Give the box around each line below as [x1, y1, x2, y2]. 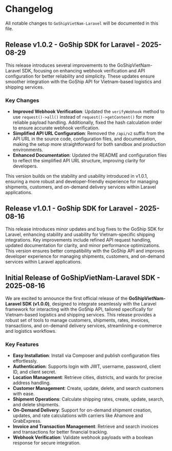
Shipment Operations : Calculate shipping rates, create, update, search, [12, 396, 164, 402]
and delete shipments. [12, 401, 60, 407]
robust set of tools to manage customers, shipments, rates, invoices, [5, 317, 150, 323]
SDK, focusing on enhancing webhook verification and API [21, 67, 145, 73]
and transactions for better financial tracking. [12, 428, 109, 435]
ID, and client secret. [12, 368, 56, 375]
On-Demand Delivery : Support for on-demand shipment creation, [12, 407, 152, 413]
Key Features [5, 341, 39, 348]
